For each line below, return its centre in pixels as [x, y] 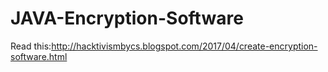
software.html [39, 56]
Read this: [31, 46]
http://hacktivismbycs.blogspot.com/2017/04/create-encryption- [184, 46]
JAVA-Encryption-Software [127, 18]
